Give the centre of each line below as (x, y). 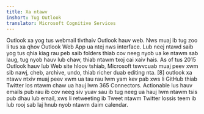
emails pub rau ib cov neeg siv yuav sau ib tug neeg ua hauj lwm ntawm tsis (102, 92)
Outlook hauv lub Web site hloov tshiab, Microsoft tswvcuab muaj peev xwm (102, 66)
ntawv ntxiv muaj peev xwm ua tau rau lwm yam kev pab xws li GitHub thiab (102, 79)
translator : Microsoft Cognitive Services (61, 23)
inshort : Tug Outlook (34, 18)
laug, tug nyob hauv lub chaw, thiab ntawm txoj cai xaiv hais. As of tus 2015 (101, 60)
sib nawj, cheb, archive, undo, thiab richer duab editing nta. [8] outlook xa (99, 73)
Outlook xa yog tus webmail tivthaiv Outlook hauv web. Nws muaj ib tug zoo (102, 41)
